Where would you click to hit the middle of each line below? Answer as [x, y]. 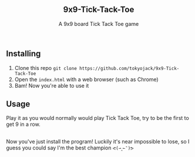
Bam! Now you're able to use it [52, 85]
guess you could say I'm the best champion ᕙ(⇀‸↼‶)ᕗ [70, 148]
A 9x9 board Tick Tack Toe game [99, 24]
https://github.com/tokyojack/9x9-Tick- [129, 68]
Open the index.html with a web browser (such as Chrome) [86, 79]
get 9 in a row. [23, 124]
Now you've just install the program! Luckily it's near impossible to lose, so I [98, 141]
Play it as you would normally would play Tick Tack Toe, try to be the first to [97, 118]
